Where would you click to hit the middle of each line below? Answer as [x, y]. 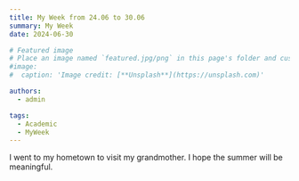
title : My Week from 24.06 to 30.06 [77, 17]
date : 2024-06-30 [41, 34]
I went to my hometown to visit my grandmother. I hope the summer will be [146, 158]
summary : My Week [41, 26]
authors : [25, 91]
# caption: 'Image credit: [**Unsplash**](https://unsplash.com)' [137, 75]
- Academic [37, 124]
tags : [19, 115]
